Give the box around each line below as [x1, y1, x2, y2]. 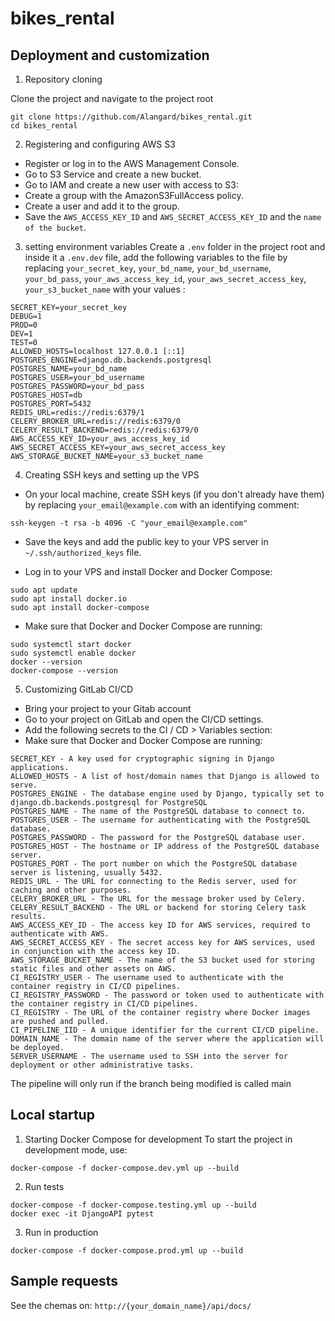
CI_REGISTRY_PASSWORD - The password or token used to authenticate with [10, 990, 325, 1000]
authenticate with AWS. [10, 929, 110, 939]
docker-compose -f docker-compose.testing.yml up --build [10, 1200, 257, 1210]
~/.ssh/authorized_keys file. [24, 547, 142, 558]
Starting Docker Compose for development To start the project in [24, 1133, 293, 1145]
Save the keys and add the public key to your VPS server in [24, 536, 269, 547]
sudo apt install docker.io [10, 594, 128, 604]
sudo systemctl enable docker [10, 648, 137, 658]
